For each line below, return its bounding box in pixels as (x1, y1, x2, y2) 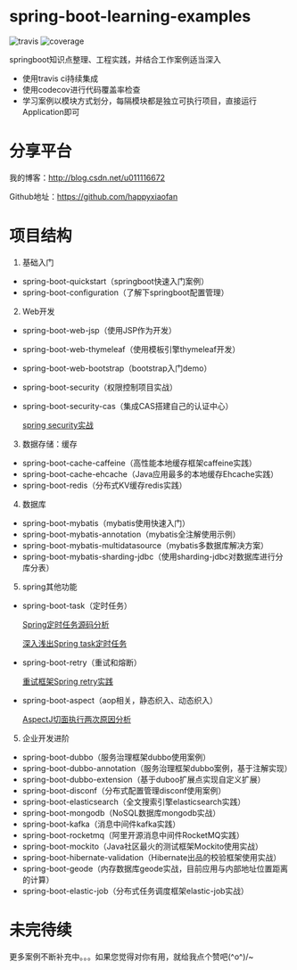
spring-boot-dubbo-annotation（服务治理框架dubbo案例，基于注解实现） (21, 762, 293, 773)
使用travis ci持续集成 (21, 73, 99, 84)
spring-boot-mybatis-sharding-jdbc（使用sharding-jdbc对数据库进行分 (21, 551, 284, 562)
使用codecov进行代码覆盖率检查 (21, 84, 141, 95)
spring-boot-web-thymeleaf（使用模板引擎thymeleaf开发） (21, 343, 241, 354)
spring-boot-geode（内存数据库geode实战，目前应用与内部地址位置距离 (21, 863, 288, 874)
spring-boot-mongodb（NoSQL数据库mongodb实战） (21, 807, 221, 818)
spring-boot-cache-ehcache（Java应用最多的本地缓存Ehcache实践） (21, 468, 279, 479)
